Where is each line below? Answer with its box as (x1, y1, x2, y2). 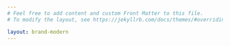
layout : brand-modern (7, 28, 69, 35)
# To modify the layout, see (7, 16, 90, 23)
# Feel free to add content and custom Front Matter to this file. (7, 9, 204, 17)
